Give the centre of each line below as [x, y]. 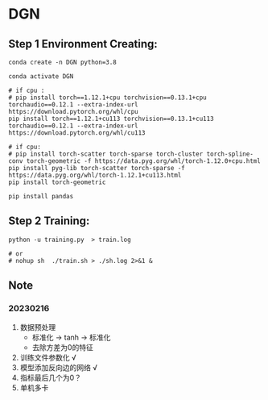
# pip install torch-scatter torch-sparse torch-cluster [106, 154]
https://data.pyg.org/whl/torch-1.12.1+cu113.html [95, 175]
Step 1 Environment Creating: [83, 44]
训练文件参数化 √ [48, 357]
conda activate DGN [41, 77]
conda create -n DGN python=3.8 [62, 62]
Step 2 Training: [49, 221]
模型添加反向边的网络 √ [59, 367]
